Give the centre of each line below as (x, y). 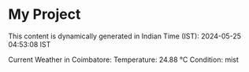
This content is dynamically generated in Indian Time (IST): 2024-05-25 (125, 36)
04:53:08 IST (30, 44)
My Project (45, 14)
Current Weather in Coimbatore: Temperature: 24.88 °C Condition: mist (123, 59)
